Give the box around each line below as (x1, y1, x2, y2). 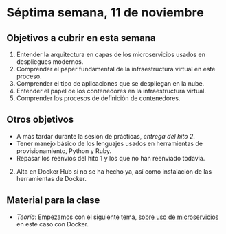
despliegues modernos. (16, 58, 84, 66)
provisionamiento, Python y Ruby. (16, 146, 112, 155)
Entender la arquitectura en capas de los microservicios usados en (16, 50, 205, 58)
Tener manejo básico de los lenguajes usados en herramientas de (16, 139, 203, 148)
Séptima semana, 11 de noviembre (6, 5, 204, 21)
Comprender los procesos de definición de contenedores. (16, 94, 181, 102)
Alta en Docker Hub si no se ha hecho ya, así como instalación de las (16, 167, 212, 176)
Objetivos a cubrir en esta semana (6, 32, 156, 44)
